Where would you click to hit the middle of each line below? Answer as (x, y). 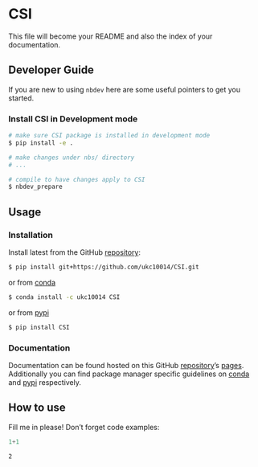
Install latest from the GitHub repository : (74, 252)
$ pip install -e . (41, 143)
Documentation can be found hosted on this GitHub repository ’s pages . (126, 365)
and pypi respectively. (45, 382)
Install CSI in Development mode (73, 119)
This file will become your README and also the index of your (111, 36)
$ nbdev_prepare (35, 187)
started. (21, 98)
